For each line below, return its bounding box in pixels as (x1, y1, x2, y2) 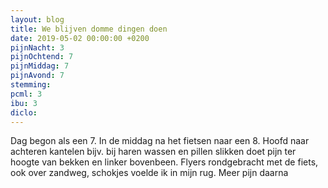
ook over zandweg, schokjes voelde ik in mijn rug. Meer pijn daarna (10, 167, 289, 179)
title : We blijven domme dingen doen (10, 24, 168, 34)
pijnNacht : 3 (10, 42, 65, 53)
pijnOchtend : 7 (10, 52, 74, 62)
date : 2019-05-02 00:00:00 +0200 (10, 33, 150, 43)
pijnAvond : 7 (10, 71, 65, 81)
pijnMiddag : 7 (10, 61, 70, 71)
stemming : (10, 80, 52, 90)
